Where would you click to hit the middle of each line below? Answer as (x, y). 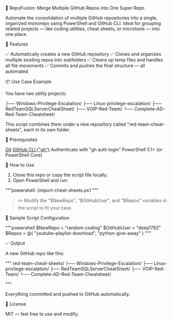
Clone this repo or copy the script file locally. (60, 175)
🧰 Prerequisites (21, 139)
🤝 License (16, 304)
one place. (16, 34)
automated (17, 71)
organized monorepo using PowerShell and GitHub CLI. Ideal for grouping (83, 23)
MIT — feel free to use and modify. (42, 314)
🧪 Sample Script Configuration (37, 218)
